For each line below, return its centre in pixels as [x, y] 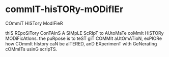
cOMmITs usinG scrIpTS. [31, 49]
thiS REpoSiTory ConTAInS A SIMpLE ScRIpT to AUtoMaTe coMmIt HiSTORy [84, 33]
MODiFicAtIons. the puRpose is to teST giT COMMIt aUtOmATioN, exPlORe [83, 38]
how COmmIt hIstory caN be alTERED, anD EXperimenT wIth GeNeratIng [81, 43]
